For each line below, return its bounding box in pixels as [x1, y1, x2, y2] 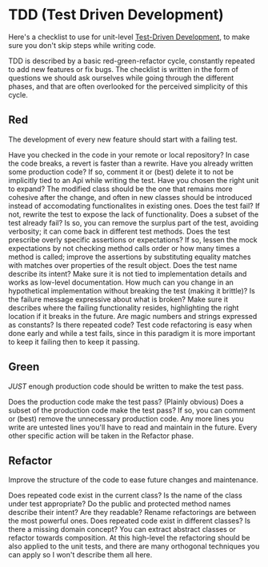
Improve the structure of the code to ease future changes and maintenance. [8, 475, 258, 485]
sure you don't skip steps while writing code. [8, 40, 156, 50]
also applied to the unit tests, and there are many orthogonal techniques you [8, 541, 260, 551]
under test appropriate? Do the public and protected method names [8, 499, 231, 509]
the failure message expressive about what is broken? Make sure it [8, 294, 228, 304]
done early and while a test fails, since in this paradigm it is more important [8, 328, 256, 337]
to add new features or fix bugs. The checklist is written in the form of [8, 64, 238, 74]
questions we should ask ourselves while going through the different [8, 73, 234, 82]
